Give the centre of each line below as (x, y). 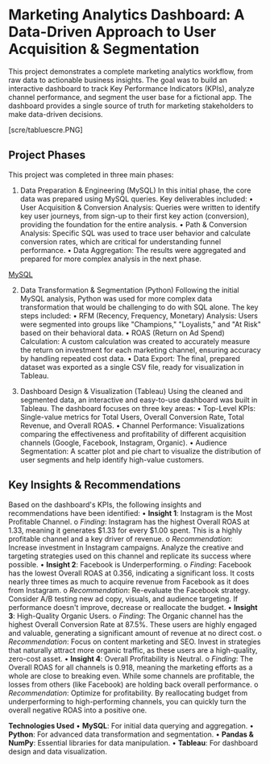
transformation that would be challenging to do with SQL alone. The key (139, 307)
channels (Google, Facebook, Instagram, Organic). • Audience (123, 442)
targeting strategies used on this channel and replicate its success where (130, 556)
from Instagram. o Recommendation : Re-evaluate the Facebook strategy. (129, 590)
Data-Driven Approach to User (112, 32)
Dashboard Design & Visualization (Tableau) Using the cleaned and (131, 391)
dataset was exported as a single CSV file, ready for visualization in (132, 367)
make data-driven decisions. (56, 114)
